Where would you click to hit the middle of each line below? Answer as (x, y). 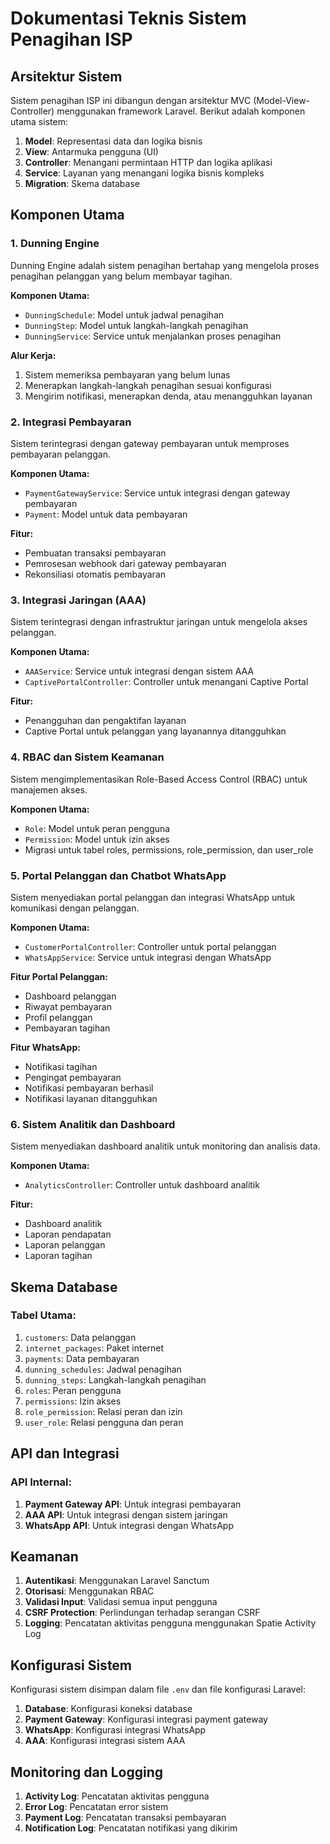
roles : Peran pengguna (73, 1390)
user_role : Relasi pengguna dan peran (104, 1422)
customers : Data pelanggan (80, 1337)
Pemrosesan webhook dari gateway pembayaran (125, 563)
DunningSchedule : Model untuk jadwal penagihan (124, 314)
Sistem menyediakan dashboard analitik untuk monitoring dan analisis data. (165, 1146)
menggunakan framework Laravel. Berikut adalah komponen (181, 111)
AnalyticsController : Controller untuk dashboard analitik (142, 1185)
